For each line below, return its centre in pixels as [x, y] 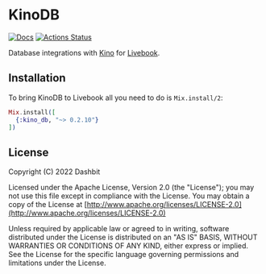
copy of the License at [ [48, 205]
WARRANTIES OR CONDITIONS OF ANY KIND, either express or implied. [128, 246]
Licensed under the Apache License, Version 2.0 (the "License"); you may [131, 188]
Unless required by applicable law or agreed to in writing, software [119, 229]
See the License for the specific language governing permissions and [124, 255]
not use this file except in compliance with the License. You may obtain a [129, 196]
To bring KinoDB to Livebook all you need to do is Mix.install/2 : [116, 98]
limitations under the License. [57, 263]
